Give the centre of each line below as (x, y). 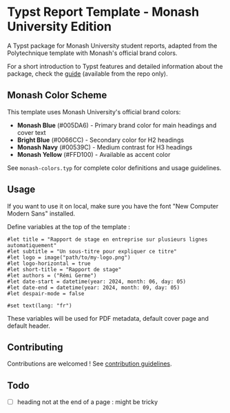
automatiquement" (32, 245)
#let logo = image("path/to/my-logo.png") (69, 257)
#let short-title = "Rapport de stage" (64, 269)
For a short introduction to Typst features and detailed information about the (115, 66)
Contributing (35, 347)
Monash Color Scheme (57, 95)
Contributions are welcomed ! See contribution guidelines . (90, 364)
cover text (31, 132)
